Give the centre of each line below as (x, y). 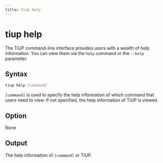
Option (16, 116)
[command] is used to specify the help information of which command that (80, 95)
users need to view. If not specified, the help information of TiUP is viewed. (82, 100)
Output (16, 143)
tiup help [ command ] (27, 85)
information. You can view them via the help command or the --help (75, 53)
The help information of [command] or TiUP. (49, 155)
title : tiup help (23, 10)
